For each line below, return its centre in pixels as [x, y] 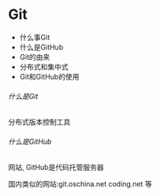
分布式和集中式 [44, 67]
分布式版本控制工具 [39, 122]
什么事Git [35, 37]
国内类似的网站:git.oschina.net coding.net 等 [80, 184]
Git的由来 [35, 57]
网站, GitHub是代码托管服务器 [56, 168]
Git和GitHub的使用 [49, 76]
